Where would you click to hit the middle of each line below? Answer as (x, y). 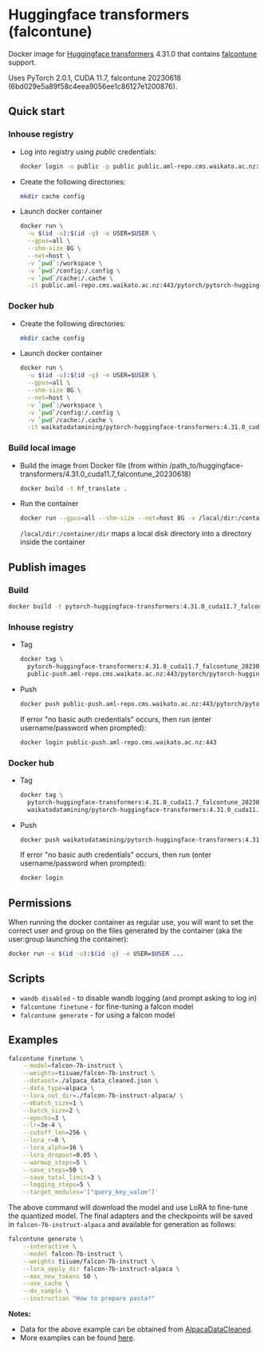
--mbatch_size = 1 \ (53, 1103)
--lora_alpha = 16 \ (53, 1148)
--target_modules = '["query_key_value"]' (91, 1193)
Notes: (20, 1314)
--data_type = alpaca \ (58, 1089)
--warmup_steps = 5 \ (55, 1162)
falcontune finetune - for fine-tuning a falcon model (106, 1006)
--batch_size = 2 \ (51, 1110)
